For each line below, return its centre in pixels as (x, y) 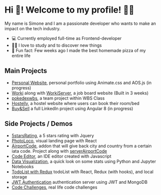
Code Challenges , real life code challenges (54, 187)
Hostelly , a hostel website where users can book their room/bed (75, 103)
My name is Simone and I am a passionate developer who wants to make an (80, 23)
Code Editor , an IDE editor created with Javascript (61, 156)
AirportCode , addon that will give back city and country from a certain (81, 146)
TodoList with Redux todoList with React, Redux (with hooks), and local (82, 172)
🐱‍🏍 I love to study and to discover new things (57, 45)
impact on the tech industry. (33, 28)
